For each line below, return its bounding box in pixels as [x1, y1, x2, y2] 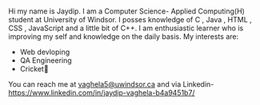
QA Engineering [19, 55, 72, 65]
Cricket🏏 [19, 64, 50, 73]
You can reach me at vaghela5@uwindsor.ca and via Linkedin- [8, 79, 214, 89]
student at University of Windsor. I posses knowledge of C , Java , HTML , [8, 14, 252, 24]
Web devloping [19, 47, 70, 56]
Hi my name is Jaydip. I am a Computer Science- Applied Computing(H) [8, 6, 246, 16]
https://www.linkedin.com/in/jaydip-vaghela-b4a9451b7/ [8, 87, 195, 97]
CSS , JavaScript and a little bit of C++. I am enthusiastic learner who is [8, 23, 244, 33]
